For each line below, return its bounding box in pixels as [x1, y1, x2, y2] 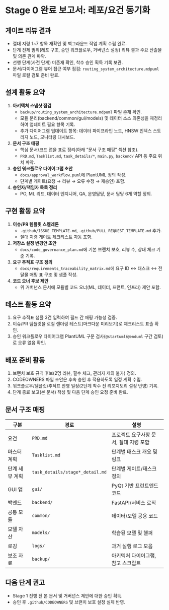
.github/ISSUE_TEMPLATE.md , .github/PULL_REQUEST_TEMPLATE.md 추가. [20, 227, 162, 233]
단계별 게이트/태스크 [111, 465, 157, 472]
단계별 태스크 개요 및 [111, 448, 157, 455]
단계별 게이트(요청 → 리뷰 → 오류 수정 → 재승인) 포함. [20, 178, 126, 184]
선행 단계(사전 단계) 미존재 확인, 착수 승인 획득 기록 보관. [12, 59, 123, 65]
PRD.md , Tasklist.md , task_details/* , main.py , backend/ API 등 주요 [20, 153, 157, 159]
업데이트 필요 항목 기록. [29, 121, 75, 127]
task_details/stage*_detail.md [32, 469, 107, 475]
